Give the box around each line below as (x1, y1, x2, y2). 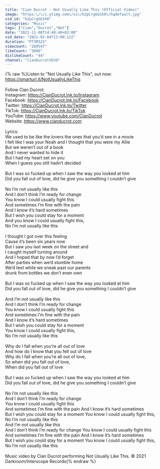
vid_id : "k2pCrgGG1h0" (5, 16, 52, 21)
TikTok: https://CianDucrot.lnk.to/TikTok (5, 108, 86, 114)
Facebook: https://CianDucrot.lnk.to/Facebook (5, 97, 99, 103)
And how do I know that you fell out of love (5, 348, 92, 355)
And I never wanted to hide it (5, 150, 64, 156)
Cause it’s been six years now (5, 238, 65, 244)
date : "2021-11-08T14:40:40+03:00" (5, 30, 78, 35)
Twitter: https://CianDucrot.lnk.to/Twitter (5, 102, 87, 108)
